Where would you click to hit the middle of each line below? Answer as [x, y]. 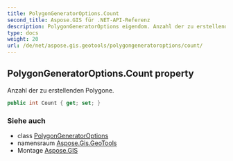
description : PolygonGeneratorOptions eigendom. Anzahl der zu [101, 26]
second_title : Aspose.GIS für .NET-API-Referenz [79, 20]
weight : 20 [23, 39]
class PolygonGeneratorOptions [63, 135]
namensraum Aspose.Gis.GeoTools [67, 143]
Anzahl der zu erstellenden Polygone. [61, 90]
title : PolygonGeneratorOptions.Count [63, 13]
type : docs [23, 33]
